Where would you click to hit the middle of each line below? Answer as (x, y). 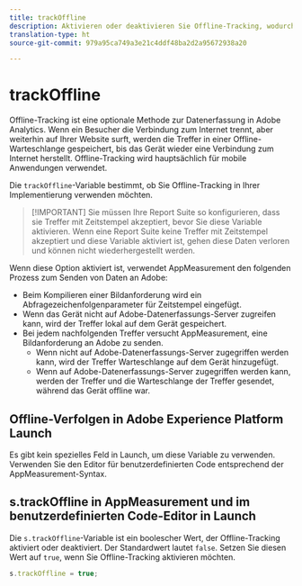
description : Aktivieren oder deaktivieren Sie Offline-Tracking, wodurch (152, 26)
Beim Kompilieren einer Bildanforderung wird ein (112, 295)
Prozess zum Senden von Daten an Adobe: (89, 278)
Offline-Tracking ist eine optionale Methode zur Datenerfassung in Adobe (145, 120)
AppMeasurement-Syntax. (58, 474)
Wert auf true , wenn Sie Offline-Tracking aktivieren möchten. (123, 557)
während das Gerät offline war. (93, 391)
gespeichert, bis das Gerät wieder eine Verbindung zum (170, 149)
